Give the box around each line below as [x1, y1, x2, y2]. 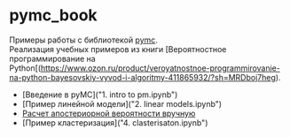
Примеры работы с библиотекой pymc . [9, 34, 158, 45]
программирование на [9, 53, 96, 64]
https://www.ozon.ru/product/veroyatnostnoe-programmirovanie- [40, 63, 281, 73]
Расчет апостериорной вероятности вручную [21, 108, 196, 118]
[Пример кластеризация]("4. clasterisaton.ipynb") [21, 117, 208, 128]
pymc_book [9, 5, 98, 26]
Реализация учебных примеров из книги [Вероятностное [9, 43, 227, 54]
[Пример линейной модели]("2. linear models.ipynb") [21, 98, 223, 109]
